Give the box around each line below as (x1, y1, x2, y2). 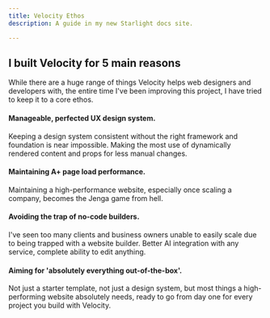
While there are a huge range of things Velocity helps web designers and (8, 77, 251, 87)
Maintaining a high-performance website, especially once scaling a (8, 185, 232, 195)
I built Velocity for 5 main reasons (8, 56, 181, 69)
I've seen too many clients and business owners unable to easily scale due (8, 229, 257, 239)
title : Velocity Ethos (8, 11, 85, 20)
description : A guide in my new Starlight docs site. (8, 19, 194, 27)
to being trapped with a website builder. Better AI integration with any (8, 238, 239, 248)
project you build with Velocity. (8, 300, 112, 311)
